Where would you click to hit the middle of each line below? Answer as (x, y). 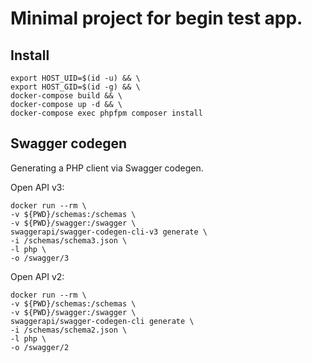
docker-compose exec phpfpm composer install (106, 113)
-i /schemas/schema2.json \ (69, 330)
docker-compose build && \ (66, 96)
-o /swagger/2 (40, 347)
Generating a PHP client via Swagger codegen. (107, 168)
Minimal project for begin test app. (156, 18)
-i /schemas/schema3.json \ (69, 240)
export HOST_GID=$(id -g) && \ (75, 87)
